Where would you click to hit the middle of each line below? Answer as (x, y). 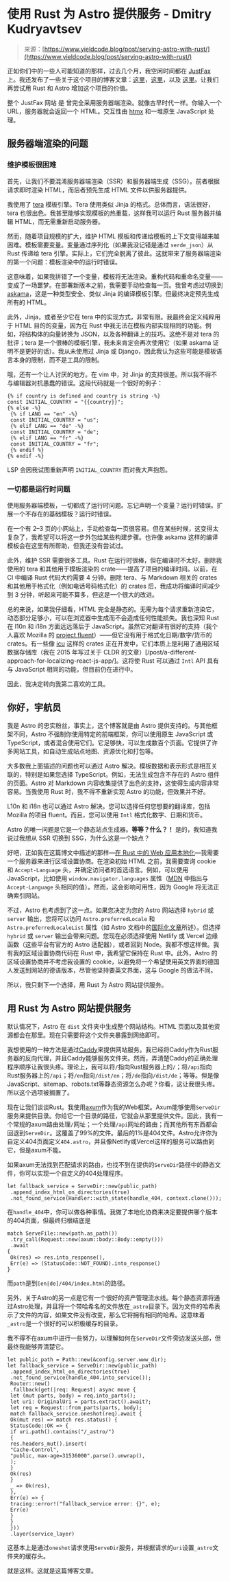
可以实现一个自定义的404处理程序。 (76, 1173)
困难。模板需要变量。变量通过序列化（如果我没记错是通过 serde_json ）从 (110, 244)
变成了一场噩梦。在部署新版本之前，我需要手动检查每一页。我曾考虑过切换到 (115, 285)
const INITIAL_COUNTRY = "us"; (54, 420)
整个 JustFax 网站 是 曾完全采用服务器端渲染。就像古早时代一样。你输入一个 (115, 102)
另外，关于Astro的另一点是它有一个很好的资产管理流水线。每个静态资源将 (111, 1297)
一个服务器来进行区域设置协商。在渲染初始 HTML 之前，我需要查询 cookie (112, 861)
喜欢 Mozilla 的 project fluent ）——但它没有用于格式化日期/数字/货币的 (112, 635)
